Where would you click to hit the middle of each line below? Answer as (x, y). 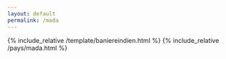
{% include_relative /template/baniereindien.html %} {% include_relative (113, 40)
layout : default (31, 14)
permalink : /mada (33, 20)
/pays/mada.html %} (37, 48)
